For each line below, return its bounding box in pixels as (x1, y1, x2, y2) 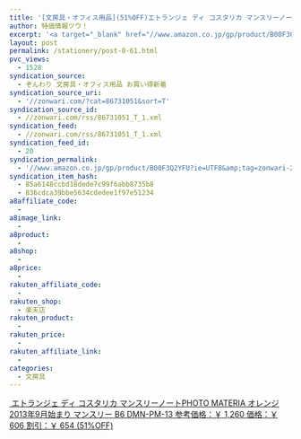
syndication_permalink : (9, 154, 99, 164)
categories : (9, 364, 54, 373)
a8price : (9, 264, 42, 273)
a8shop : (9, 247, 39, 256)
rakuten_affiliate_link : (9, 347, 102, 356)
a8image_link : (9, 213, 63, 223)
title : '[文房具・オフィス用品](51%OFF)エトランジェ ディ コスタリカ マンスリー (9, 13, 279, 22)
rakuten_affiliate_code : (9, 280, 102, 289)
